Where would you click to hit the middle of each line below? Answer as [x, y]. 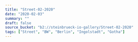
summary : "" [17, 18]
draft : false [18, 23]
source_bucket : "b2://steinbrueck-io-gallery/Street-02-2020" [69, 28]
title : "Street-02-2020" [30, 9]
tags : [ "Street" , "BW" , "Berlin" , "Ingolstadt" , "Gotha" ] [65, 32]
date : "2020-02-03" [25, 14]
